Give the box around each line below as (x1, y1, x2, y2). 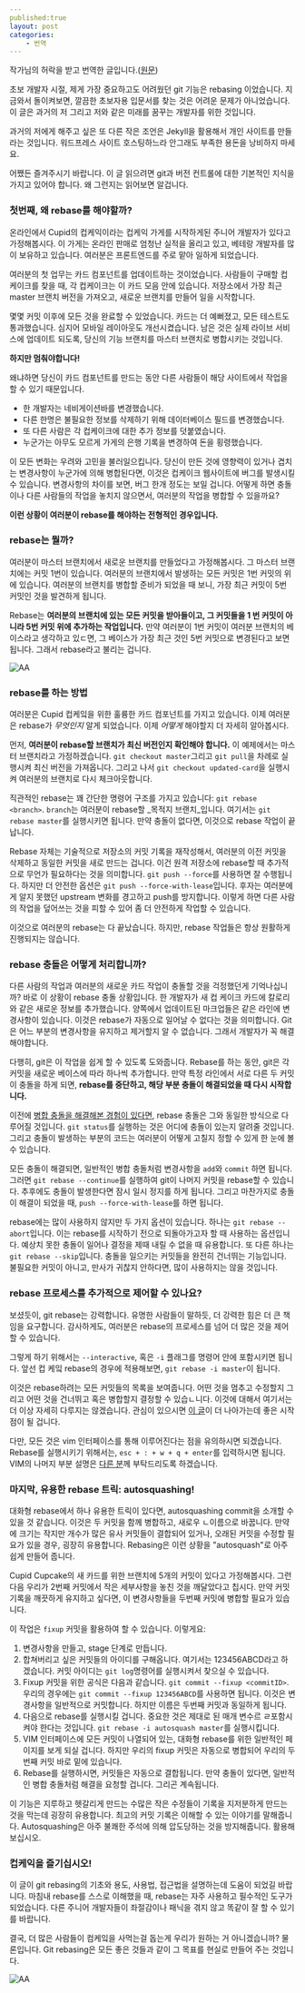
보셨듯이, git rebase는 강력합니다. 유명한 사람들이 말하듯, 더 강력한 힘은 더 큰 (9, 1309, 281, 1320)
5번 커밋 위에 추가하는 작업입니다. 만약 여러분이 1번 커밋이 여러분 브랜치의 (25, 621, 285, 632)
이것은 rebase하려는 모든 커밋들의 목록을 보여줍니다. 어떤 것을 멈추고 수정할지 (9, 1382, 285, 1393)
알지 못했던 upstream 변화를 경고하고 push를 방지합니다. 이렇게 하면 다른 (18, 892, 279, 903)
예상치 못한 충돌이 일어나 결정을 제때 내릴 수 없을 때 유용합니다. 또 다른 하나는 (21, 1239, 295, 1250)
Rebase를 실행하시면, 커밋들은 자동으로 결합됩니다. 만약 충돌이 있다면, (22, 1768, 271, 1779)
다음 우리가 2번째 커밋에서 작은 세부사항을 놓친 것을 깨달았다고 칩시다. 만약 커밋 (9, 1582, 290, 1593)
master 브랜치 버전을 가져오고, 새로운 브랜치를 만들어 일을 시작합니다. (9, 291, 256, 302)
